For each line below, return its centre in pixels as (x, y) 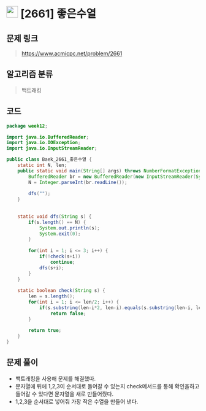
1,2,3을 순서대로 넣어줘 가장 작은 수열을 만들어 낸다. (77, 401)
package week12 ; (27, 126)
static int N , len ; (42, 165)
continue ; (63, 262)
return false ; (68, 313)
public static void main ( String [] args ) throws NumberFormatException (109, 171)
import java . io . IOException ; (44, 143)
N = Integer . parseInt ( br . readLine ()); (78, 182)
